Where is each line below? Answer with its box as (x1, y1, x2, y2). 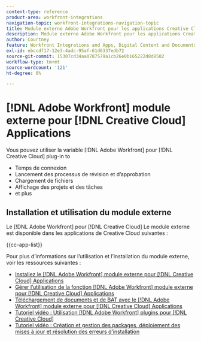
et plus (14, 190, 32, 197)
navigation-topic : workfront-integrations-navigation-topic (6, 20, 160, 26)
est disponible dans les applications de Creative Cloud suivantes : (6, 230, 169, 237)
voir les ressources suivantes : (6, 259, 81, 266)
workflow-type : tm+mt (6, 59, 60, 65)
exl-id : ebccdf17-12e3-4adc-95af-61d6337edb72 (6, 48, 124, 54)
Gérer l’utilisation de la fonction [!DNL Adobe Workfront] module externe (14, 283, 193, 291)
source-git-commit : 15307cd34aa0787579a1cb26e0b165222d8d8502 (6, 53, 165, 59)
